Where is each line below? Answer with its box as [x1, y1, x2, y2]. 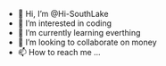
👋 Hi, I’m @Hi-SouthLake [17, 9, 109, 19]
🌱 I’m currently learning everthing [17, 28, 141, 37]
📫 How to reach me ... [17, 47, 101, 57]
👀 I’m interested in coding [17, 18, 112, 29]
